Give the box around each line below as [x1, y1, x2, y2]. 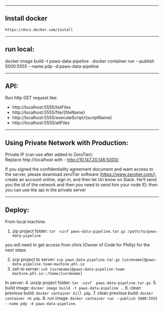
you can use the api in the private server [5, 187, 86, 193]
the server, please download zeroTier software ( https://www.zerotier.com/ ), [5, 171, 157, 177]
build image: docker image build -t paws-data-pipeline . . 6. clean [5, 285, 142, 291]
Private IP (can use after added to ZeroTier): [5, 152, 94, 158]
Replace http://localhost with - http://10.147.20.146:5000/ [5, 157, 119, 163]
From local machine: [5, 219, 46, 225]
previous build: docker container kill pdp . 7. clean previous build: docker [5, 290, 154, 296]
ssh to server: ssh [12, 266, 48, 272]
